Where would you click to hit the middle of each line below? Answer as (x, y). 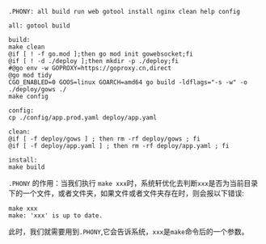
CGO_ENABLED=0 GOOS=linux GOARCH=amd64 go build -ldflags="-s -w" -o (128, 82)
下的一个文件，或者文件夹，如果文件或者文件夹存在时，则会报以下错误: (127, 193)
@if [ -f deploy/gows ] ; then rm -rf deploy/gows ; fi (104, 139)
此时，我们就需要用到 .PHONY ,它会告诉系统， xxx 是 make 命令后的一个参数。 (129, 231)
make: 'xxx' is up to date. (56, 216)
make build (27, 167)
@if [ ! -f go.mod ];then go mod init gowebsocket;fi (101, 54)
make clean (27, 47)
